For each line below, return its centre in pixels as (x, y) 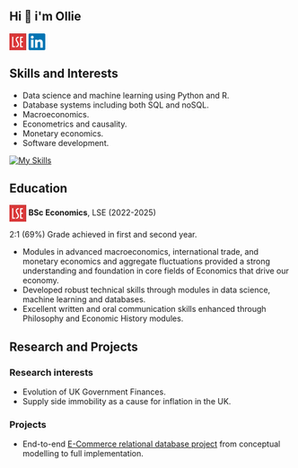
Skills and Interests (64, 74)
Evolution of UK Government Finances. (94, 392)
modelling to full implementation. (83, 454)
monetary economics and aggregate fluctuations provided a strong (146, 262)
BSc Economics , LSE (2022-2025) (92, 212)
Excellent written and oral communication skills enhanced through (144, 309)
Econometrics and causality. (74, 124)
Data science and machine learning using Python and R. (126, 95)
